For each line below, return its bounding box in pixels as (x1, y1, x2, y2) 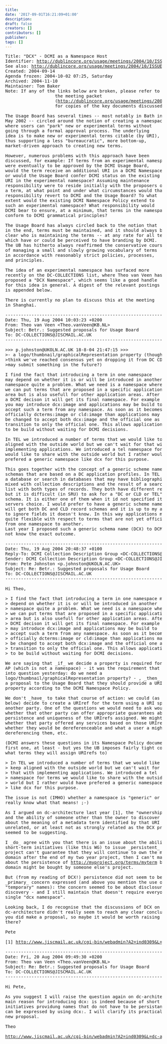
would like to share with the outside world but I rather (5, 451, 150, 457)
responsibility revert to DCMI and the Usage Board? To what (5, 193, 158, 198)
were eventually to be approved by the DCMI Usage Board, (5, 163, 150, 168)
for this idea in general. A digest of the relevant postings (5, 282, 160, 288)
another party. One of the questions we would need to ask (5, 705, 153, 711)
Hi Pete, (5, 984, 26, 989)
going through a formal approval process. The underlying (5, 128, 150, 133)
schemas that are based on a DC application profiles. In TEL (5, 471, 160, 477)
